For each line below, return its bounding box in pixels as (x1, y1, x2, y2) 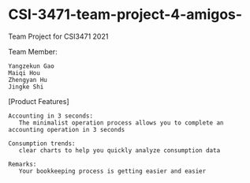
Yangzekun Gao (8, 62, 55, 70)
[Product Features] (8, 96, 69, 106)
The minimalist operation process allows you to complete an (18, 118, 224, 127)
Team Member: (8, 47, 58, 56)
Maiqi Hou (8, 69, 41, 77)
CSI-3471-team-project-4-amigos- (8, 6, 243, 24)
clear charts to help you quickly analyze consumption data (18, 146, 221, 155)
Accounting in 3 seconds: (8, 112, 93, 120)
